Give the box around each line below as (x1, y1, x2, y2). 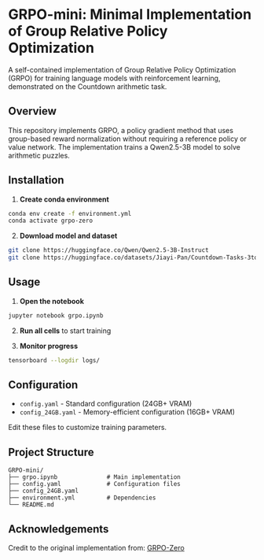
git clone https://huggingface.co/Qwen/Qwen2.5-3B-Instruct (8, 247, 210, 254)
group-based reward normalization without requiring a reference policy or (8, 134, 247, 143)
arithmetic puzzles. (8, 150, 71, 160)
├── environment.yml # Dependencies (8, 494, 156, 502)
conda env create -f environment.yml (8, 210, 132, 217)
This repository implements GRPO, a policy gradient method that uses (8, 125, 234, 135)
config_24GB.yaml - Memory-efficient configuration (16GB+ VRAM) (19, 407, 236, 417)
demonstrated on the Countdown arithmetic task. (8, 81, 167, 91)
